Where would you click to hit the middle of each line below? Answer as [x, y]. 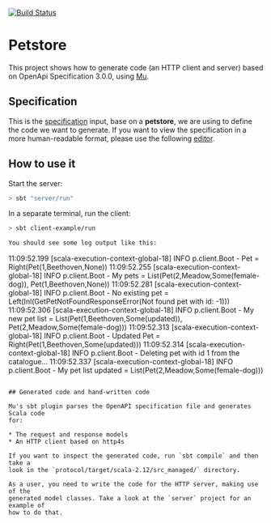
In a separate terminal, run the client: [70, 214]
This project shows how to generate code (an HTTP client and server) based [136, 67]
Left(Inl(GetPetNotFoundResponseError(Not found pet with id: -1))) [119, 302]
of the [19, 491]
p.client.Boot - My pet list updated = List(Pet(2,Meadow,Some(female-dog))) [136, 370]
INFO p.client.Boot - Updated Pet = [102, 336]
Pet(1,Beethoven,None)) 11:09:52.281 [91, 284]
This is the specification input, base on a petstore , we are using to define [130, 121]
